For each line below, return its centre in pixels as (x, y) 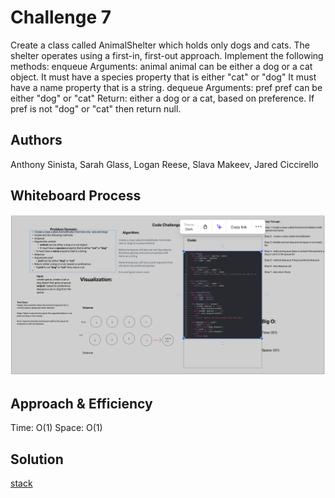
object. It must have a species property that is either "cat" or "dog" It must (163, 77)
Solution (37, 459)
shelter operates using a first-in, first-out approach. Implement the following (167, 55)
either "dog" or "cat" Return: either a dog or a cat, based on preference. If (162, 98)
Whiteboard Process (76, 196)
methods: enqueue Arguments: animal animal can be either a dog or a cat (161, 66)
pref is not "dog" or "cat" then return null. (96, 108)
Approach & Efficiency (81, 403)
